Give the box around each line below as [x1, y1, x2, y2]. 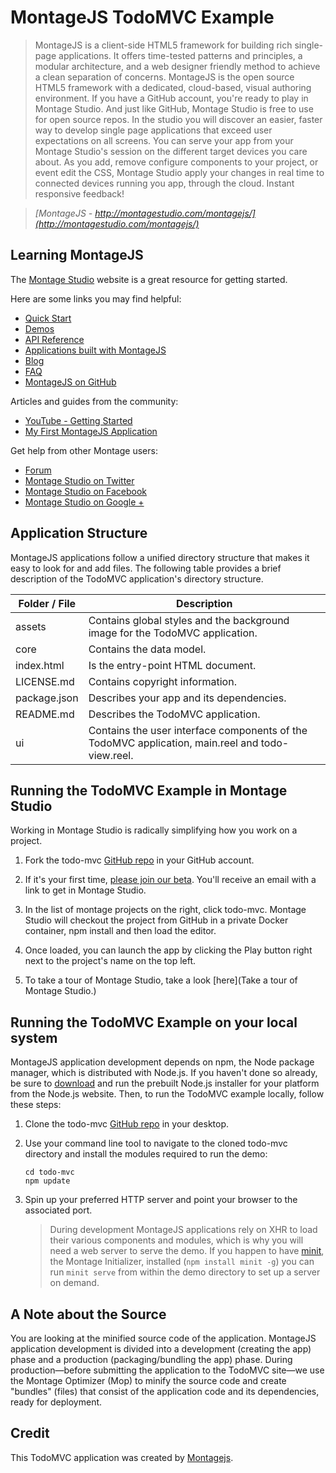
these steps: [10, 1099, 62, 1111]
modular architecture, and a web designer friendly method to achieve [34, 60, 321, 72]
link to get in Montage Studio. [24, 884, 147, 896]
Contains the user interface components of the [88, 723, 308, 737]
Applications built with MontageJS [24, 344, 167, 356]
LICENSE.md [15, 674, 75, 688]
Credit [10, 1425, 50, 1442]
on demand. [49, 1277, 100, 1289]
